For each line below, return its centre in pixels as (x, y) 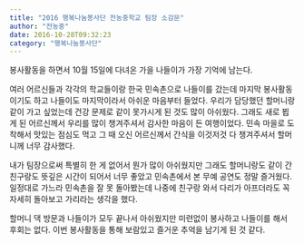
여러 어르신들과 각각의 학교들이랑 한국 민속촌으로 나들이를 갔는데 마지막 (135, 89)
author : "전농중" (39, 26)
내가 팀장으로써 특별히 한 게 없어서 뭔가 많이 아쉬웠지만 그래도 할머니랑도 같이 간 (151, 165)
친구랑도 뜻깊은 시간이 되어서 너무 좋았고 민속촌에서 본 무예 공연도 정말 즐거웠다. (151, 177)
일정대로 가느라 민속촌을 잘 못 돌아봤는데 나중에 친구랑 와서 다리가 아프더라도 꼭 (150, 188)
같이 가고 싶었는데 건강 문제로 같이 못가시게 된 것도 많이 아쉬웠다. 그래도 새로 (145, 112)
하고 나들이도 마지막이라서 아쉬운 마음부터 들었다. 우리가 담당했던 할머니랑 (164, 101)
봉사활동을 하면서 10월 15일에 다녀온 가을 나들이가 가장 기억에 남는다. (131, 70)
